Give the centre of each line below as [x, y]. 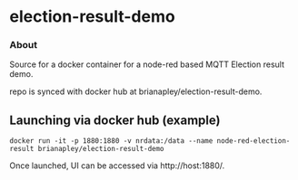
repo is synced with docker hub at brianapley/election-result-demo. [136, 91]
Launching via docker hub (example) [115, 120]
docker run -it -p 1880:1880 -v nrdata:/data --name [111, 141]
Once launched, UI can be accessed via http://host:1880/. [117, 166]
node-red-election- [253, 141]
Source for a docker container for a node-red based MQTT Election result [147, 64]
